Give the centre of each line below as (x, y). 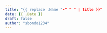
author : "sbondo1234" (27, 23)
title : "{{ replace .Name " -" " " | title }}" (54, 9)
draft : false (18, 18)
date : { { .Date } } (24, 14)
